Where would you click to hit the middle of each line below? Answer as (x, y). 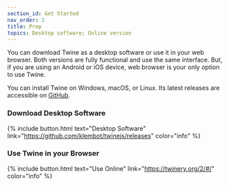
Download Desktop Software (57, 113)
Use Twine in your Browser (53, 154)
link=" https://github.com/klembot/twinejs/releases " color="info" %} (104, 136)
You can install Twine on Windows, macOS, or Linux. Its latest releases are (113, 88)
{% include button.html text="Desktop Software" (77, 128)
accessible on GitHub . (39, 95)
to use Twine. (27, 75)
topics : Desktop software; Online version (69, 33)
